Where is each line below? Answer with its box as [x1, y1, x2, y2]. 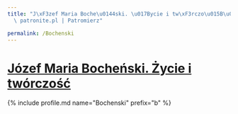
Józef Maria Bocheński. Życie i [7, 60, 192, 76]
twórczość [7, 75, 71, 91]
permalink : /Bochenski [7, 30, 74, 37]
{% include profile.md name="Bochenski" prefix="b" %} [7, 98, 171, 107]
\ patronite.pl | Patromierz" [13, 17, 103, 24]
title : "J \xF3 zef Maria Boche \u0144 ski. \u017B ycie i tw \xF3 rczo [7, 10, 204, 18]
